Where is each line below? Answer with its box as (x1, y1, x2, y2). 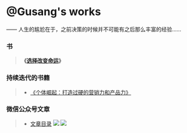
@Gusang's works (6, 5, 101, 19)
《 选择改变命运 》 (21, 57, 64, 65)
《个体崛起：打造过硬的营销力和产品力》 (30, 88, 131, 96)
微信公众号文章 (6, 105, 50, 114)
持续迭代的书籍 (6, 74, 50, 82)
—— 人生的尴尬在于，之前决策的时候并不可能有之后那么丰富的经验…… (6, 25, 182, 33)
